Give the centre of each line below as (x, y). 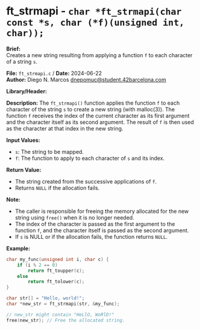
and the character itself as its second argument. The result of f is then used (100, 122)
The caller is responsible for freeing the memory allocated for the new (102, 211)
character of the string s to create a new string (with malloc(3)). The (91, 109)
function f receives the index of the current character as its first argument (98, 115)
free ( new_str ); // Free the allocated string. (66, 320)
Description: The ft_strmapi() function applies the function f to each (93, 103)
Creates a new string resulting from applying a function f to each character (99, 55)
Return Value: (24, 170)
